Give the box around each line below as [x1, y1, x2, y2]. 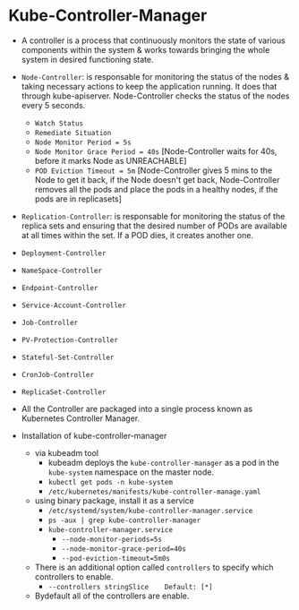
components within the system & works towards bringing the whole [21, 44, 270, 55]
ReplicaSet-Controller [21, 387, 107, 397]
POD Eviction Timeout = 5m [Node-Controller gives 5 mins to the [34, 165, 273, 176]
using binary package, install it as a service [34, 494, 194, 506]
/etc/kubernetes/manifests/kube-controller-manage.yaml [47, 487, 261, 496]
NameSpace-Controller [21, 266, 102, 275]
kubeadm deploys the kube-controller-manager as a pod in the [47, 457, 279, 468]
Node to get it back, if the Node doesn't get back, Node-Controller [34, 174, 280, 185]
